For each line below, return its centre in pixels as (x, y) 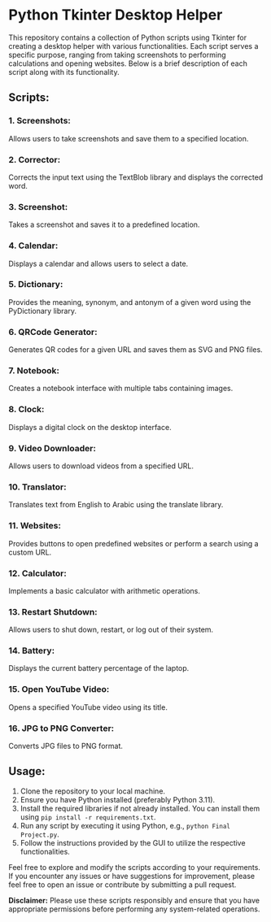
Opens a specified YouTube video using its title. (88, 707)
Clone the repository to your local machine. (92, 791)
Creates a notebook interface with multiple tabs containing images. (121, 389)
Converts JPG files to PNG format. (66, 746)
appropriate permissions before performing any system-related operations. (134, 909)
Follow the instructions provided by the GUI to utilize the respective (133, 842)
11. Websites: (35, 526)
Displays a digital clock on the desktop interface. (90, 427)
